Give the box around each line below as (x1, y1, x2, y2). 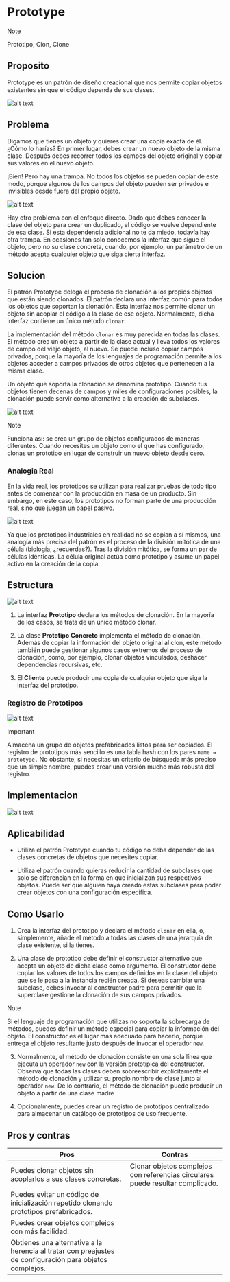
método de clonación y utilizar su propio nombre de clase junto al (16, 1075, 202, 1083)
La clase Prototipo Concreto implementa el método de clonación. (16, 631, 202, 640)
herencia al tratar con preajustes (10, 1246, 115, 1256)
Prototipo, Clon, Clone (7, 40, 70, 48)
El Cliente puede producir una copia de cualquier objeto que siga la (16, 674, 207, 682)
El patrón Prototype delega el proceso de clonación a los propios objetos (7, 288, 213, 296)
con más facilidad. (10, 1226, 70, 1236)
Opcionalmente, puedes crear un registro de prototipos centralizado (16, 1102, 209, 1110)
